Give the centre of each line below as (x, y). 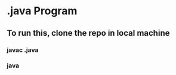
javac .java (23, 50)
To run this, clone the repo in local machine (88, 33)
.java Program (42, 11)
